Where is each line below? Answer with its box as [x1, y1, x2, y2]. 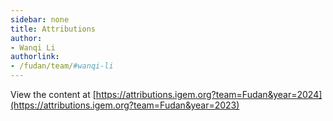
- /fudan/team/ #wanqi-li [10, 61, 114, 71]
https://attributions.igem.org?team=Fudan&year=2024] [95, 89, 323, 100]
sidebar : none [10, 14, 70, 25]
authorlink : [10, 52, 60, 62]
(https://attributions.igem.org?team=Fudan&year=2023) [10, 99, 240, 111]
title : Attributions [10, 24, 97, 34]
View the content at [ [10, 89, 97, 100]
